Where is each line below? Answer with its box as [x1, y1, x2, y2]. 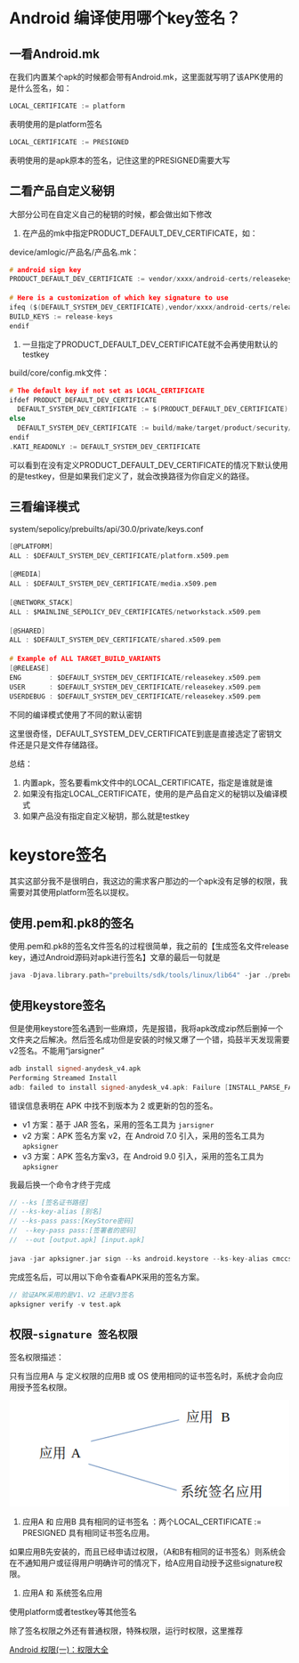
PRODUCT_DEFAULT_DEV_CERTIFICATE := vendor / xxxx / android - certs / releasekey [9, 275, 293, 284]
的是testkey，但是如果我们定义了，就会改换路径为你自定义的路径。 [9, 471, 255, 481]
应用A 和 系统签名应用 [21, 1587, 103, 1598]
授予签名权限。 [16, 1382, 72, 1393]
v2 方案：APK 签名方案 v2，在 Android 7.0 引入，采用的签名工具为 [21, 1130, 265, 1141]
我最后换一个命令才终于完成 [9, 1179, 111, 1190]
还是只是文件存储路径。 [16, 739, 103, 750]
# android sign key [9, 265, 82, 274]
